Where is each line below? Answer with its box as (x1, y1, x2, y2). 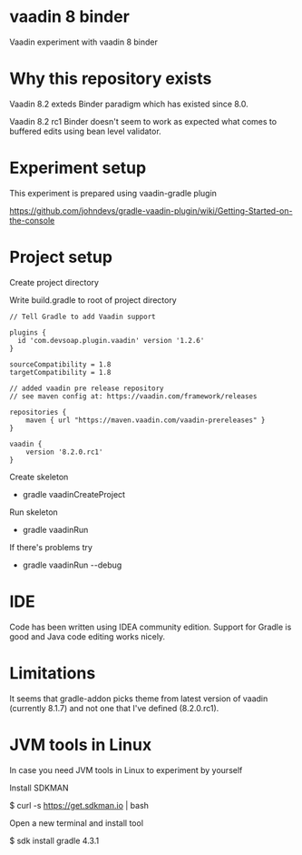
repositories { (9, 407, 67, 417)
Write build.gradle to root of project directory (9, 294, 177, 306)
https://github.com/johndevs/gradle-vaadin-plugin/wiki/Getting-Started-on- (9, 205, 293, 216)
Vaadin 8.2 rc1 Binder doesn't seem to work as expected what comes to (9, 116, 278, 126)
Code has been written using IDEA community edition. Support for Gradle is (9, 621, 292, 632)
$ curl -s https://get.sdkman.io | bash (9, 800, 150, 810)
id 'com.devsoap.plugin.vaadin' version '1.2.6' (17, 336, 205, 345)
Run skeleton (9, 507, 59, 518)
